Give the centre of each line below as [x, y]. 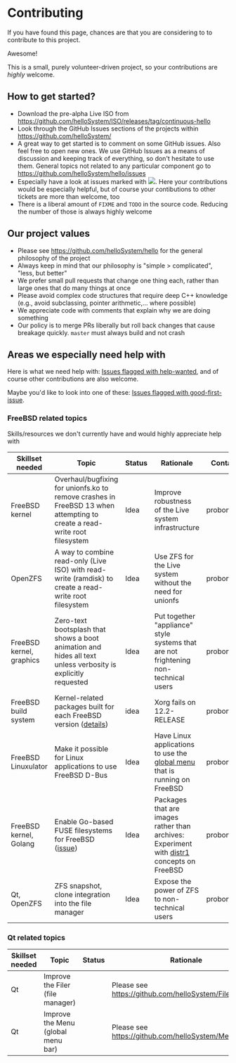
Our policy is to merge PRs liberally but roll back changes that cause [116, 325]
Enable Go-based [84, 821]
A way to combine [84, 552]
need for [168, 592]
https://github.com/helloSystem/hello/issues [81, 173]
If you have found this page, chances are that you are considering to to [110, 32]
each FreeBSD [78, 715]
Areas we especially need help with [87, 354]
